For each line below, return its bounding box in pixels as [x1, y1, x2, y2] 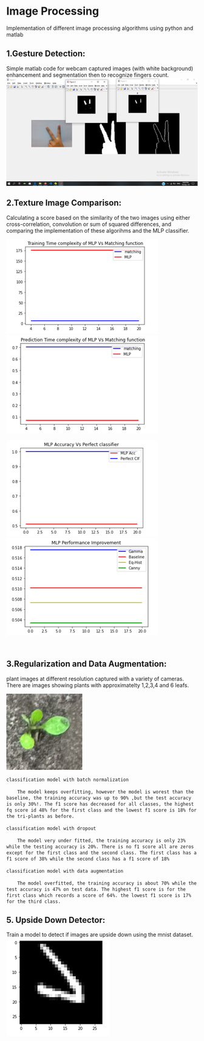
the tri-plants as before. [6, 813, 75, 819]
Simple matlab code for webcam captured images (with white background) [6, 65, 194, 72]
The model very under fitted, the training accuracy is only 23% [17, 838, 186, 844]
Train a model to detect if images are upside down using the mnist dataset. [6, 931, 193, 939]
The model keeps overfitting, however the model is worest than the [17, 789, 194, 795]
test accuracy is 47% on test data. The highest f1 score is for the [6, 886, 186, 892]
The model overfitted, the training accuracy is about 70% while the [17, 880, 197, 886]
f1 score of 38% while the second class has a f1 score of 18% [6, 856, 170, 862]
